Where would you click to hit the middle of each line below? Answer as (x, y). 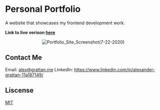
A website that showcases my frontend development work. (65, 23)
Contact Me (24, 58)
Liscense (19, 90)
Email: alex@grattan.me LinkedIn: (39, 69)
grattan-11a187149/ (24, 75)
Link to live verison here (30, 32)
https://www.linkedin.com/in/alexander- (114, 69)
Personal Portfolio (43, 9)
